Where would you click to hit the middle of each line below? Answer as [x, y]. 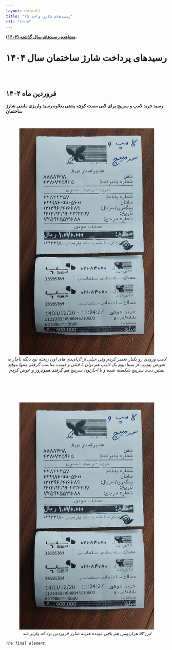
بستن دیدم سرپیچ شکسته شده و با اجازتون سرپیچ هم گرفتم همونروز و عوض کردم [87, 370]
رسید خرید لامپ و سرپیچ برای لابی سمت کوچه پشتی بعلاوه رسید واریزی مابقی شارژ [84, 106]
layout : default [23, 11]
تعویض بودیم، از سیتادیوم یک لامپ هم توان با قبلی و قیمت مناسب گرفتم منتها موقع [87, 365]
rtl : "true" [18, 22]
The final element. [27, 643]
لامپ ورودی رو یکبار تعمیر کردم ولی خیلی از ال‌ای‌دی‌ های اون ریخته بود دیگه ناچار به [87, 359]
